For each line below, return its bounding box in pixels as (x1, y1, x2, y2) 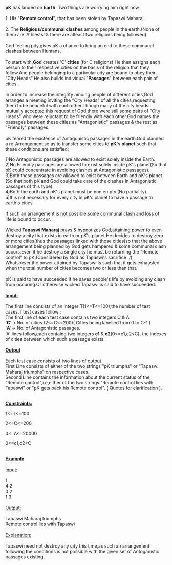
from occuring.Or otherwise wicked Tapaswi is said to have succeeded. (5, 282, 156, 287)
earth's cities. (5, 200, 34, 206)
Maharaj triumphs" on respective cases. (5, 369, 90, 375)
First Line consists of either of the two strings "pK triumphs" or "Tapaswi (5, 363, 159, 369)
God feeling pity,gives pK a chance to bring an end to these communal (5, 43, 154, 48)
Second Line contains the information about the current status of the (5, 374, 150, 380)
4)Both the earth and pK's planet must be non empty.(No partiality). (5, 189, 148, 194)
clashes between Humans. (5, 48, 61, 54)
